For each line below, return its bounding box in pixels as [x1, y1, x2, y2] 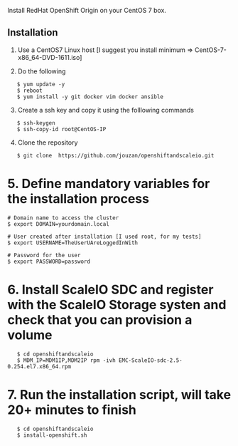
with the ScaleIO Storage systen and [7, 296, 227, 313]
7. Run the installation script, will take [7, 386, 232, 403]
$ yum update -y [16, 81, 65, 88]
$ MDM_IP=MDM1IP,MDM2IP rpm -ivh [16, 356, 116, 364]
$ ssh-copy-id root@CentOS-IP [16, 125, 107, 133]
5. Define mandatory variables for [7, 176, 210, 192]
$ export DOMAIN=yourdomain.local [7, 220, 110, 227]
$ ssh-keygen [16, 119, 55, 127]
